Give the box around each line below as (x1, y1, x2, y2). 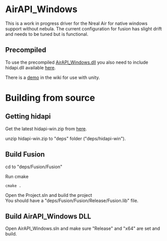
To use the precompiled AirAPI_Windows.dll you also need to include (5, 59, 148, 65)
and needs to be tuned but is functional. (5, 31, 89, 37)
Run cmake (5, 173, 29, 179)
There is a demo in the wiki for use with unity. (5, 74, 100, 81)
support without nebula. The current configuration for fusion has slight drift (5, 25, 162, 31)
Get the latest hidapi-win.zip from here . (5, 126, 87, 132)
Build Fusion (5, 150, 45, 159)
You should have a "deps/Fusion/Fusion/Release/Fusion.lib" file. (5, 197, 139, 204)
